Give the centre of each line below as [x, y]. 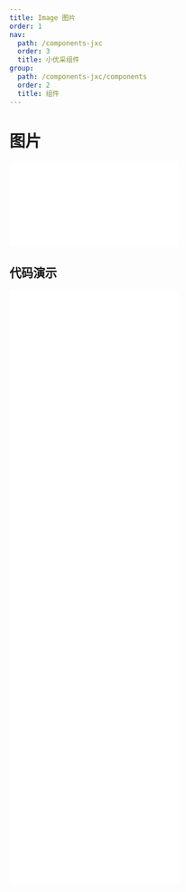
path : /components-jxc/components [82, 77]
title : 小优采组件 [48, 60]
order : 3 [34, 52]
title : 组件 [39, 93]
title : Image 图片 [42, 18]
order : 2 [34, 85]
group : [22, 69]
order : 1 [26, 26]
